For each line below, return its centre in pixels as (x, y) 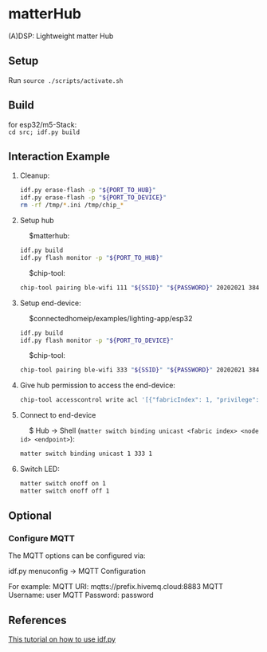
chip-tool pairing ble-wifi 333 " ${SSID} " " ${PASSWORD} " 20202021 (132, 370)
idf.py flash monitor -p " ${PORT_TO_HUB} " (91, 257)
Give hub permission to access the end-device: (97, 385)
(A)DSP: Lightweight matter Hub (61, 36)
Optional (30, 516)
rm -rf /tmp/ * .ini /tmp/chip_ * (72, 205)
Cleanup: (35, 175)
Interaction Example (59, 156)
